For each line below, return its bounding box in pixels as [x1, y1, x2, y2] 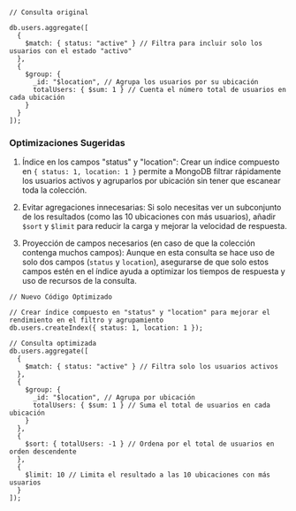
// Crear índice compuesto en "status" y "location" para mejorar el [9, 309, 271, 317]
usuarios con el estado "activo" [9, 46, 133, 56]
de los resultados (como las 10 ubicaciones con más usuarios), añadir [21, 211, 277, 222]
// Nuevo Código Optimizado [9, 293, 113, 301]
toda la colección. [21, 185, 87, 195]
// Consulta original [9, 8, 89, 17]
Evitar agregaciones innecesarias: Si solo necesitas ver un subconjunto [21, 202, 282, 213]
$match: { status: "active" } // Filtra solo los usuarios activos [25, 362, 278, 371]
